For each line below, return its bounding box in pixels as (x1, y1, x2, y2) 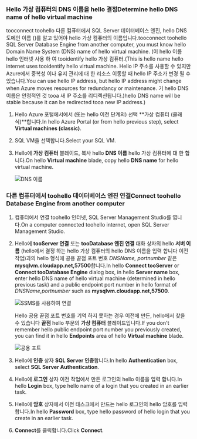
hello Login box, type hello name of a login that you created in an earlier (14, 382, 189, 389)
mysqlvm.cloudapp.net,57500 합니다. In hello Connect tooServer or (14, 262, 179, 269)
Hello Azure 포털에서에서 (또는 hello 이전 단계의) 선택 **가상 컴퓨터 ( (14, 111, 173, 118)
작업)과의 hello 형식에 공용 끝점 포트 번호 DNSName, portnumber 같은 (14, 254, 177, 261)
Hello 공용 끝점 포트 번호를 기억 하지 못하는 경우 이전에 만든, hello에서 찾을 (14, 312, 186, 319)
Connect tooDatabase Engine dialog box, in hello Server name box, (14, 268, 180, 275)
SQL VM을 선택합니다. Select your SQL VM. (14, 137, 116, 144)
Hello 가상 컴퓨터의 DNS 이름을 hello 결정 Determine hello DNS (6, 5, 178, 13)
